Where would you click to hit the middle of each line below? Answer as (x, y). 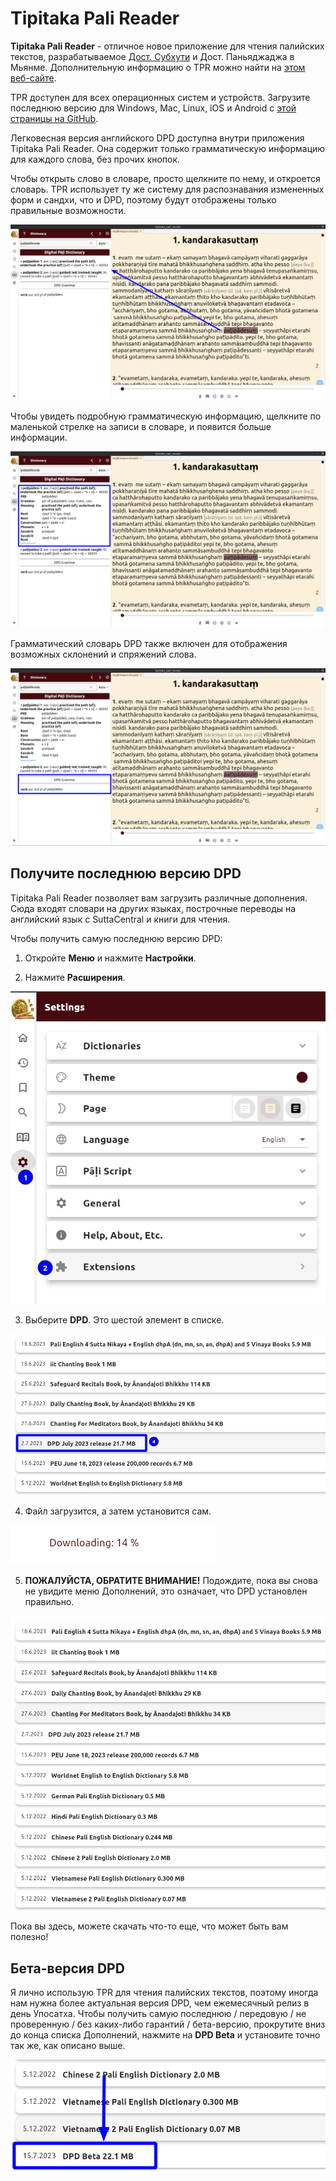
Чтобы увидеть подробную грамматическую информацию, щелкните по (166, 416)
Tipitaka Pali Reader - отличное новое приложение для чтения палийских (167, 46)
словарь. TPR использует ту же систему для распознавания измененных (167, 189)
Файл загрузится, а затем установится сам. (118, 1511)
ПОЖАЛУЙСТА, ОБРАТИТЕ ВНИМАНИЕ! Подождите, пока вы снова (171, 1581)
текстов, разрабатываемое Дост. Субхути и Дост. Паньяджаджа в (152, 56)
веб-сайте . (33, 78)
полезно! (29, 1937)
